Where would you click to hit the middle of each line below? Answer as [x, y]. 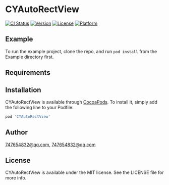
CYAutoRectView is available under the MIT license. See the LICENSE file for [84, 172]
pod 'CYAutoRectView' [28, 117]
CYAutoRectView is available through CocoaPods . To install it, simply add [81, 102]
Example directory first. [30, 57]
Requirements [28, 73]
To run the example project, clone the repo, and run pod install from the [81, 51]
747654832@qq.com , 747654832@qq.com [50, 145]
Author [16, 132]
